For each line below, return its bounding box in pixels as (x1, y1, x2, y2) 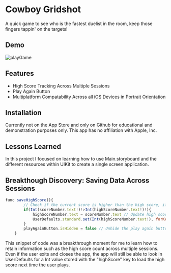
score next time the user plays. (5, 262, 70, 268)
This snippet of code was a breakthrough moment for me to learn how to (5, 240, 158, 246)
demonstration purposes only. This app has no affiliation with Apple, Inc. (5, 127, 157, 133)
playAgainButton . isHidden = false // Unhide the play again (23, 226, 154, 231)
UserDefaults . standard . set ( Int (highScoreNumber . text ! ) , (32, 216, 154, 222)
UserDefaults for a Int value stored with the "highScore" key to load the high (5, 257, 165, 262)
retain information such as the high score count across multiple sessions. (5, 245, 159, 252)
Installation (5, 108, 42, 117)
